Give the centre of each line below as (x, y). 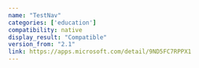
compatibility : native (45, 30)
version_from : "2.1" (42, 45)
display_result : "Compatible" (58, 37)
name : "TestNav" (35, 15)
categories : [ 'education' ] (52, 23)
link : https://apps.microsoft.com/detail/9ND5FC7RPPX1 (100, 52)
